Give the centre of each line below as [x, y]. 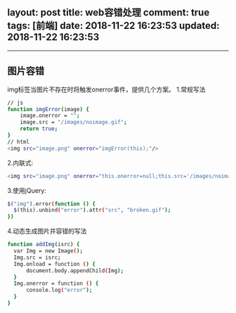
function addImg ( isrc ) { [44, 245]
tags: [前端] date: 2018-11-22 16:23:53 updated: [113, 26]
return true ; [39, 129]
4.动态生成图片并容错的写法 [47, 231]
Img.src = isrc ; [37, 257]
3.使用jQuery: [27, 190]
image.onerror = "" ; [50, 116]
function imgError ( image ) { [48, 109]
